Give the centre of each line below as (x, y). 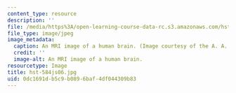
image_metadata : (31, 40)
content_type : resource (42, 14)
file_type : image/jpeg (40, 33)
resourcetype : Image (38, 66)
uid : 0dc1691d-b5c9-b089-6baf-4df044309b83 (72, 79)
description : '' (31, 20)
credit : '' (29, 53)
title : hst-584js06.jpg (42, 72)
